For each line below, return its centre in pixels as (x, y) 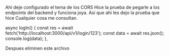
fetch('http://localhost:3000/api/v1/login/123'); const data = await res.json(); (85, 33)
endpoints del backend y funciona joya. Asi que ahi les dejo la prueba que (82, 13)
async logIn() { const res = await (39, 28)
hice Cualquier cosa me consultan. (41, 18)
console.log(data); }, (27, 38)
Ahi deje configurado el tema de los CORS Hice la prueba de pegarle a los (82, 7)
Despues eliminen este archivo (37, 48)
